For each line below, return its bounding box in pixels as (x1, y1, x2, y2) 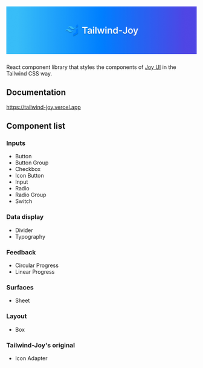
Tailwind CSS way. (6, 69, 53, 77)
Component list (6, 121, 65, 131)
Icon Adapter (14, 354, 48, 362)
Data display (6, 213, 44, 221)
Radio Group (14, 191, 47, 199)
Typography (14, 233, 46, 240)
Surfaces (6, 283, 34, 291)
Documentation (6, 88, 66, 98)
